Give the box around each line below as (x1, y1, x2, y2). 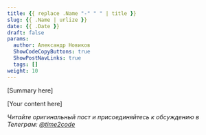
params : (7, 36, 30, 42)
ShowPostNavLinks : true (13, 55, 81, 62)
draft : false (7, 29, 45, 36)
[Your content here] (7, 99, 63, 108)
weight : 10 (7, 67, 38, 74)
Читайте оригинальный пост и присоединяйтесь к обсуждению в (7, 112, 200, 121)
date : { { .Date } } (7, 23, 60, 29)
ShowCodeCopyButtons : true (13, 49, 91, 56)
